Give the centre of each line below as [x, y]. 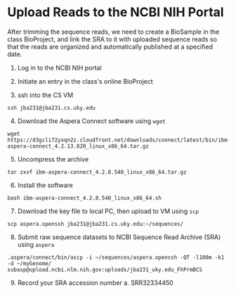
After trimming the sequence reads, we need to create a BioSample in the [113, 32]
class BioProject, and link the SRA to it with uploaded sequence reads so [112, 39]
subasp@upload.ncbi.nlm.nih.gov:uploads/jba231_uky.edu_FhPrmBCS [105, 269]
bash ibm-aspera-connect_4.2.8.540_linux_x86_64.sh [84, 198]
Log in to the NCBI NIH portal [59, 68]
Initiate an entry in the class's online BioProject [85, 81]
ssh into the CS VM [45, 95]
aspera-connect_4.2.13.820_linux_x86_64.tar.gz [78, 146]
